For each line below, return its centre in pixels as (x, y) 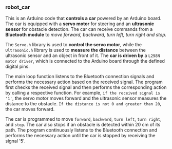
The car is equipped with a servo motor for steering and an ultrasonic (80, 24)
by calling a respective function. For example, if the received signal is (83, 93)
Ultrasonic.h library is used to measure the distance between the (76, 50)
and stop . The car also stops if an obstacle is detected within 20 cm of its (83, 125)
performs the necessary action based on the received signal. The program (84, 82)
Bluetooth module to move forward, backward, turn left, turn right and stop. (86, 35)
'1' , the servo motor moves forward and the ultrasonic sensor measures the (86, 98)
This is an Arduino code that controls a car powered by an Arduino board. (83, 18)
